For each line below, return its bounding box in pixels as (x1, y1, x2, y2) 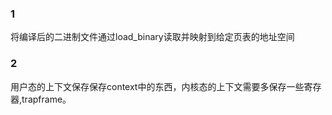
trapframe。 (21, 93, 72, 105)
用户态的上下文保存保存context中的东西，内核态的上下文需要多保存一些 (10, 80, 305, 92)
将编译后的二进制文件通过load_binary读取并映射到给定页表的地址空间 (10, 31, 295, 43)
